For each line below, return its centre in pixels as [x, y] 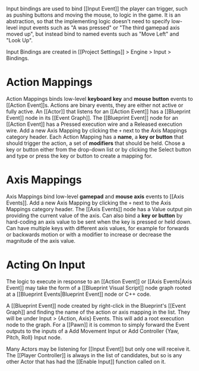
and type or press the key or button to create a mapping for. [79, 156]
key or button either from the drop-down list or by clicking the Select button [99, 149]
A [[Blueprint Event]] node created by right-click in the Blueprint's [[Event [96, 305]
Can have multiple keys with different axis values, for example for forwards [98, 228]
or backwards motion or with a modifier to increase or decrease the [89, 234]
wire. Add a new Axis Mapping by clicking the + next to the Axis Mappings [97, 130]
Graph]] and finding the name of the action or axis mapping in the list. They [98, 312]
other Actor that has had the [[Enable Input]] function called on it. [86, 361]
